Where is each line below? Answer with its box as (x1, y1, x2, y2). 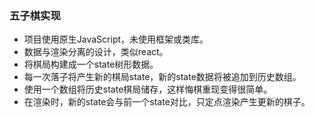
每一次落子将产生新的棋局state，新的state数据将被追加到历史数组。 (23, 71, 302, 83)
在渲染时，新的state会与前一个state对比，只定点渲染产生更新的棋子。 (23, 96, 311, 108)
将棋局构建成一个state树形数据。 (23, 58, 159, 71)
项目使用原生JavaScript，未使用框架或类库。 (23, 33, 209, 46)
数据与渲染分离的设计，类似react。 (23, 46, 169, 58)
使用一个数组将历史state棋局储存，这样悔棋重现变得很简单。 (23, 83, 273, 96)
